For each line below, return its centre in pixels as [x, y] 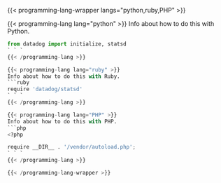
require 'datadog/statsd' [45, 89]
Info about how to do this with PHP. [62, 121]
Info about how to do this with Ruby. [64, 76]
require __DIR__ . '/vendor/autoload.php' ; [72, 147]
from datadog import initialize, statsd [67, 44]
